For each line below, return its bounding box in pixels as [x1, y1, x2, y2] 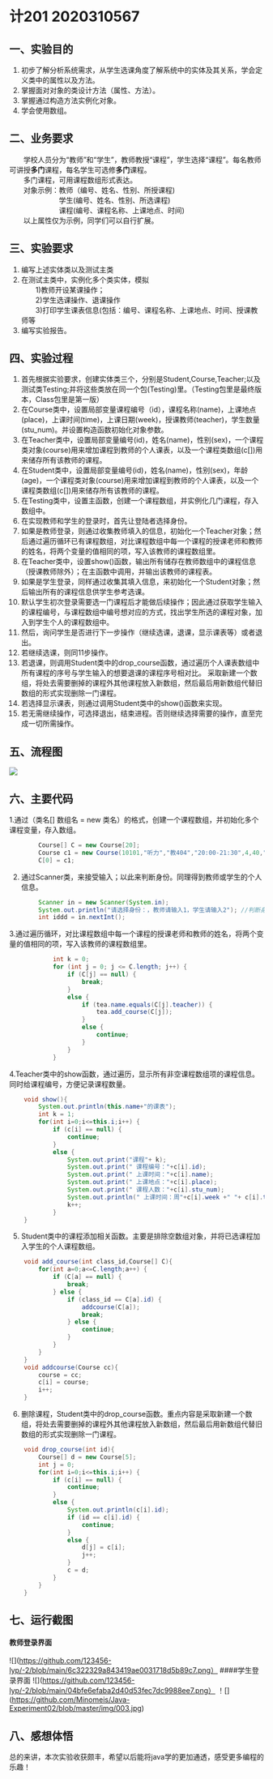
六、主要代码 [9, 792, 74, 806]
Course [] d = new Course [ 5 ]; [38, 1452, 137, 1461]
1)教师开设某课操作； [35, 284, 105, 294]
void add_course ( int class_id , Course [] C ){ [23, 1258, 173, 1266]
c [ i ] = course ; [38, 1379, 90, 1387]
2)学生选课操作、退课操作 [35, 295, 121, 305]
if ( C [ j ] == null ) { [66, 970, 137, 979]
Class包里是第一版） [35, 395, 105, 404]
